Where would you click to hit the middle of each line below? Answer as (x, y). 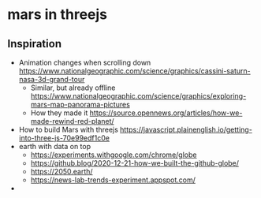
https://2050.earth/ (62, 172)
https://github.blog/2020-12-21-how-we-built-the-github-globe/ (135, 163)
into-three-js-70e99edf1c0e (64, 138)
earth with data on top (55, 146)
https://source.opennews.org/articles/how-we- (166, 113)
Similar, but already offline (73, 88)
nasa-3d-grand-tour (52, 79)
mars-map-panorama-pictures (80, 105)
